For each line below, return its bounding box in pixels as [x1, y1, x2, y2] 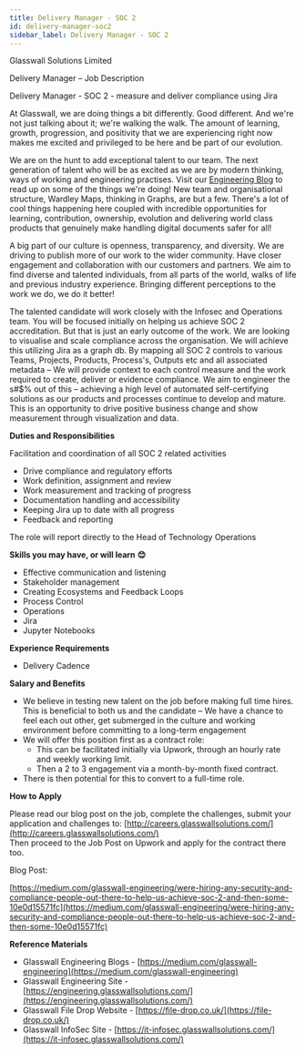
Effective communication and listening [22, 567, 167, 578]
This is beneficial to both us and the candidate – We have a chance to [22, 705, 284, 716]
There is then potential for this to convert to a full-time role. [22, 773, 245, 784]
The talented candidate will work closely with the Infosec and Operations [9, 306, 283, 317]
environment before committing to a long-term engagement [22, 725, 247, 736]
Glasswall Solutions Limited [9, 56, 112, 67]
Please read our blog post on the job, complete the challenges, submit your [9, 808, 291, 820]
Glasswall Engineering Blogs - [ [22, 957, 141, 967]
